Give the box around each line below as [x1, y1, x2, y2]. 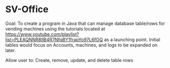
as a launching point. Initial [104, 37, 160, 43]
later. [5, 47, 16, 53]
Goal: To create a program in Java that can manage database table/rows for [5, 20, 165, 26]
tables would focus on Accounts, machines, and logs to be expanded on [5, 42, 158, 48]
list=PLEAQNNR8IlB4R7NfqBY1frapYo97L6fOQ [5, 37, 103, 43]
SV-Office [5, 4, 49, 15]
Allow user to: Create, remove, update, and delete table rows [5, 57, 134, 63]
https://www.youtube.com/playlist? [5, 31, 79, 37]
